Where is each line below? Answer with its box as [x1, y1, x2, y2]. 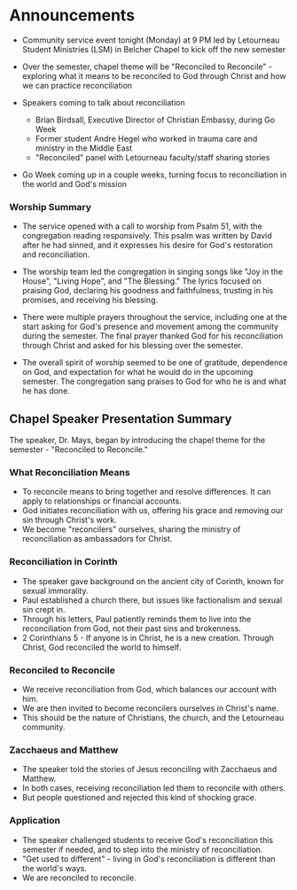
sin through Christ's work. [21, 515, 117, 526]
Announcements [9, 5, 136, 26]
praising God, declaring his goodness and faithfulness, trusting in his [21, 285, 274, 296]
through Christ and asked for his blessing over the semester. [21, 340, 244, 351]
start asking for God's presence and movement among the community [21, 321, 279, 332]
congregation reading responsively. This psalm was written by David [21, 230, 272, 241]
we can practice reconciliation [21, 80, 133, 90]
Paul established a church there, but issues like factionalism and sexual [21, 595, 283, 605]
